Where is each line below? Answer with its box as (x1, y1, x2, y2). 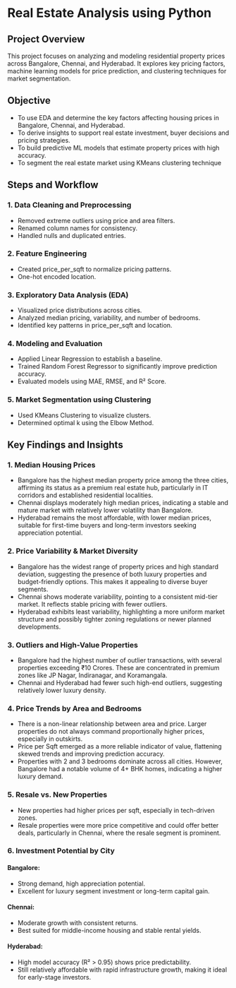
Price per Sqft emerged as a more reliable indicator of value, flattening (17, 742, 222, 751)
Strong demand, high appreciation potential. (17, 879, 146, 888)
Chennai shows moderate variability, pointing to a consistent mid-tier (17, 592, 218, 601)
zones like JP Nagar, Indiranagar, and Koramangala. (17, 671, 168, 679)
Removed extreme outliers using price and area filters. (17, 216, 175, 225)
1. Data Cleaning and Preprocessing (7, 200, 132, 210)
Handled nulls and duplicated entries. (17, 231, 126, 239)
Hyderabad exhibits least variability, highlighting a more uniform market (17, 607, 225, 616)
